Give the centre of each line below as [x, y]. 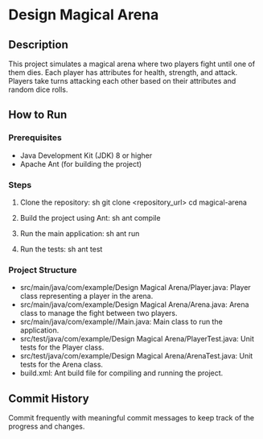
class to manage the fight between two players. [99, 313]
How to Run [38, 115]
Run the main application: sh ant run [80, 233]
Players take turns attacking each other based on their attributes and [122, 81]
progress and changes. [47, 427]
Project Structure [43, 270]
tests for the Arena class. [61, 365]
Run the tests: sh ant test [61, 249]
